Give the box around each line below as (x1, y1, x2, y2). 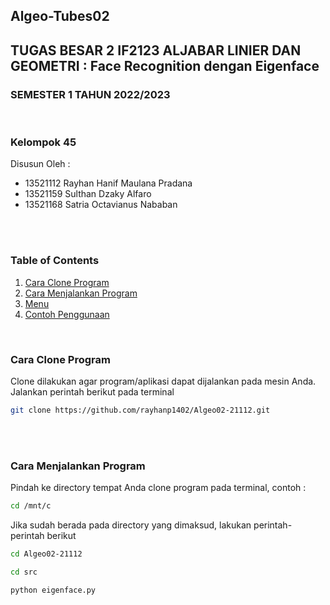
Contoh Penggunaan (24, 308, 110, 320)
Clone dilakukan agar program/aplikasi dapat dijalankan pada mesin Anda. (10, 375, 317, 387)
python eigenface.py (10, 585, 97, 595)
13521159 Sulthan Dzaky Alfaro (24, 188, 152, 200)
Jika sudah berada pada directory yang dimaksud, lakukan (10, 519, 252, 531)
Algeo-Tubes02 (10, 8, 110, 25)
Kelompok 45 (10, 135, 77, 149)
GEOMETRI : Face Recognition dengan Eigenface (10, 57, 320, 74)
